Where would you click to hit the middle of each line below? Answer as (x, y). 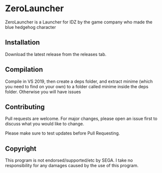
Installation (22, 43)
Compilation (24, 69)
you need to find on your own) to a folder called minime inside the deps (77, 86)
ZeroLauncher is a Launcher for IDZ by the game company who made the (79, 22)
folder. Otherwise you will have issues (43, 92)
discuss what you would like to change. (45, 124)
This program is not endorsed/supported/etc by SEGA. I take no (69, 160)
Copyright (21, 148)
